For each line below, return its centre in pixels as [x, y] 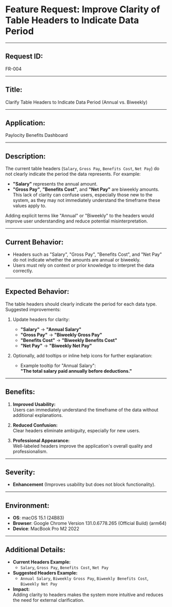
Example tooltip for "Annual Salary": [58, 366]
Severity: [20, 472]
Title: [14, 90]
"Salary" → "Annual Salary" [51, 329]
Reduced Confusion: [35, 425]
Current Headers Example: [41, 562]
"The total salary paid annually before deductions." [76, 371]
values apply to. [29, 206]
